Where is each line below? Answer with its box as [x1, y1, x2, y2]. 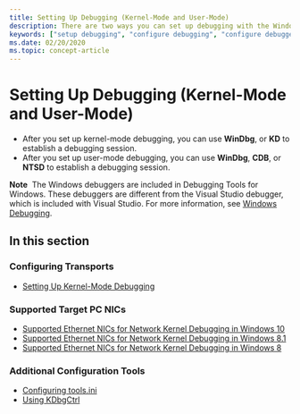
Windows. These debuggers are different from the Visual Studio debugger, [9, 189, 284, 199]
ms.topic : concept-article [9, 46, 110, 55]
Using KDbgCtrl [21, 394, 80, 405]
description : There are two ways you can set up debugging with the [9, 21, 270, 30]
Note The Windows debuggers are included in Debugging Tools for [9, 180, 259, 190]
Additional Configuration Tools [9, 364, 146, 376]
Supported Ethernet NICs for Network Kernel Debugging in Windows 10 [21, 324, 286, 334]
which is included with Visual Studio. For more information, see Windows [9, 199, 278, 209]
